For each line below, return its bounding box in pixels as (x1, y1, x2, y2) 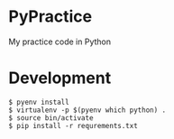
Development (8, 68, 112, 88)
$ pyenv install (8, 97, 69, 107)
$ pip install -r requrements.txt (8, 121, 139, 130)
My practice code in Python (8, 36, 112, 47)
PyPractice (8, 6, 92, 27)
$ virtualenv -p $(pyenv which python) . (8, 106, 167, 115)
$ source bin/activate (8, 113, 94, 123)
